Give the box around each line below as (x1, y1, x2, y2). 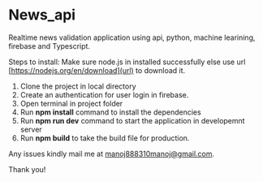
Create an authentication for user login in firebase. (19, 89, 189, 99)
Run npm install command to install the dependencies (19, 107, 201, 117)
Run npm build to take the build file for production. (19, 132, 190, 143)
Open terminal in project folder (19, 98, 123, 108)
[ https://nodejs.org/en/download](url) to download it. (8, 65, 186, 75)
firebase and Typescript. (8, 41, 91, 50)
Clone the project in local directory (19, 81, 136, 91)
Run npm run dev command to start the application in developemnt (19, 115, 245, 125)
